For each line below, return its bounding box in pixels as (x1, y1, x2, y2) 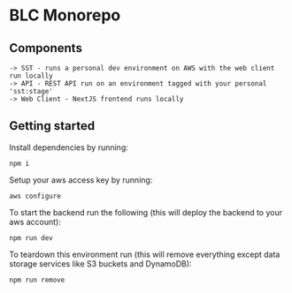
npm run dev (9, 233, 53, 243)
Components (9, 41, 82, 56)
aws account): (9, 216, 62, 227)
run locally (9, 71, 53, 80)
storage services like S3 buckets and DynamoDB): (9, 258, 192, 269)
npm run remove (9, 275, 65, 284)
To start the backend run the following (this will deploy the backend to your (9, 207, 283, 217)
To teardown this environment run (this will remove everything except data (9, 249, 280, 259)
